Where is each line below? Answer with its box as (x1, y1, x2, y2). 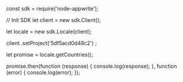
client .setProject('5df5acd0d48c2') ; (6, 40, 97, 46)
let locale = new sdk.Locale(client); (6, 28, 92, 35)
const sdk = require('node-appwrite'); (6, 5, 99, 12)
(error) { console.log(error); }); (6, 69, 80, 76)
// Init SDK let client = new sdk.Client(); (6, 17, 101, 23)
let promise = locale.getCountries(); (6, 51, 93, 58)
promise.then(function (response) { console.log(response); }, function (6, 62, 177, 70)
